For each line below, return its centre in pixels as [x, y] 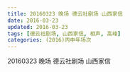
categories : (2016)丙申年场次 [49, 40]
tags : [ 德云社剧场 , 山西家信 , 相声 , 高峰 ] [64, 34]
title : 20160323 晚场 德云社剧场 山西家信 [65, 14]
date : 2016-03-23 [33, 20]
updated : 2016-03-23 [38, 27]
